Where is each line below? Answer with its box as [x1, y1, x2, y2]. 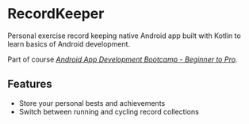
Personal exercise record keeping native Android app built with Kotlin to [7, 31, 241, 40]
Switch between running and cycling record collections [18, 107, 199, 116]
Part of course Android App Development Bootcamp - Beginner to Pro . [7, 54, 238, 64]
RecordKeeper [7, 5, 105, 23]
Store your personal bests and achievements [18, 98, 166, 107]
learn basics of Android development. [7, 39, 131, 48]
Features [7, 77, 52, 91]
